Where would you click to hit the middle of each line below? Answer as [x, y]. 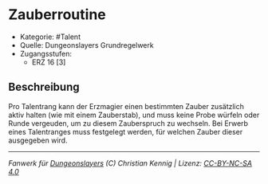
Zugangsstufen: [46, 53]
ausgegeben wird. [38, 140]
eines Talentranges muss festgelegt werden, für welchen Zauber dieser [126, 131]
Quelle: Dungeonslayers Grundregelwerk [87, 45]
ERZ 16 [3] [49, 62]
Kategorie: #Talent [50, 37]
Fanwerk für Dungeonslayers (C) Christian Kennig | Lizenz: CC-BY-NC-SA [130, 163]
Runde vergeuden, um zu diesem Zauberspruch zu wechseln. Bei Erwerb [128, 123]
